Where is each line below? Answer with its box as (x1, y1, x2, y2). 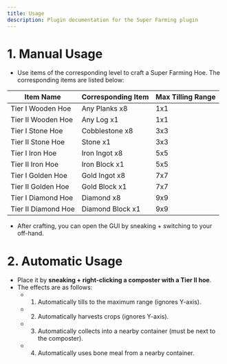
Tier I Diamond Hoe (10, 193, 74, 203)
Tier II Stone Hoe (10, 137, 65, 147)
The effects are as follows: (17, 283, 93, 292)
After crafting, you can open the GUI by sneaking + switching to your (17, 222, 213, 230)
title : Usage (7, 10, 45, 17)
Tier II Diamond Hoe (10, 204, 76, 214)
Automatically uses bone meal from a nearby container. (37, 349, 195, 357)
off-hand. (17, 229, 45, 238)
